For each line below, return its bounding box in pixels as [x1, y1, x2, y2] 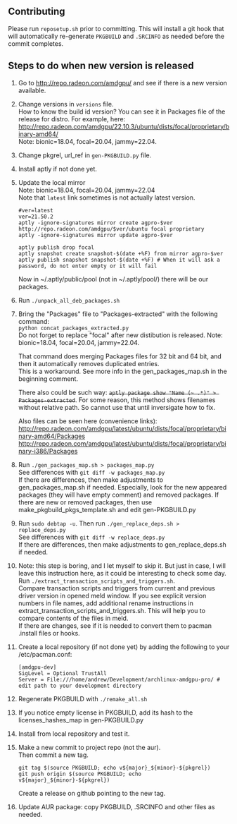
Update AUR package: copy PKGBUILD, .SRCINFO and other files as [18, 802, 215, 811]
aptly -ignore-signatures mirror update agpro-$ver [18, 231, 173, 238]
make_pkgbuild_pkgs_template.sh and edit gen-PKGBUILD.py [18, 505, 196, 514]
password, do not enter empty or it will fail [18, 262, 158, 269]
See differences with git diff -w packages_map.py [18, 468, 165, 476]
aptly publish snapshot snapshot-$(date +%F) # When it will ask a [18, 256, 220, 263]
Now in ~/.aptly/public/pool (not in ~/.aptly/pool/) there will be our [18, 274, 209, 283]
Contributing [8, 6, 65, 18]
